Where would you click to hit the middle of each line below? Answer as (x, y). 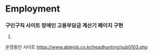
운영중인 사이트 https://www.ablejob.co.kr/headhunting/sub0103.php (76, 47)
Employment (33, 9)
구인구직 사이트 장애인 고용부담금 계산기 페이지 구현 (64, 26)
